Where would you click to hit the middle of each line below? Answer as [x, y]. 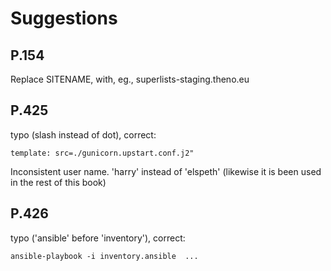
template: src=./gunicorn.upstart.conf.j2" [102, 153]
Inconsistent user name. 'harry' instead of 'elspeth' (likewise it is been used [166, 171]
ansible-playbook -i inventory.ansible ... [104, 256]
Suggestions [64, 18]
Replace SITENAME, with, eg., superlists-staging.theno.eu [130, 79]
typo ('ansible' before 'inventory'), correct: [98, 238]
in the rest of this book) [58, 182]
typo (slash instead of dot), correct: [83, 134]
